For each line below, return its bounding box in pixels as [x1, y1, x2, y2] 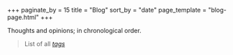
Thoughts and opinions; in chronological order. [7, 27, 142, 34]
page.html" [7, 13, 40, 21]
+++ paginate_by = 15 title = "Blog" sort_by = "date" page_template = [7, 6, 207, 14]
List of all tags [24, 40, 66, 47]
